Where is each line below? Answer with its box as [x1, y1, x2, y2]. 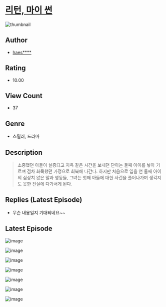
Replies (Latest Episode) [5, 196, 82, 204]
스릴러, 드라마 [12, 133, 40, 139]
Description [5, 148, 42, 157]
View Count [5, 91, 42, 100]
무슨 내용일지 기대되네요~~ [12, 209, 65, 215]
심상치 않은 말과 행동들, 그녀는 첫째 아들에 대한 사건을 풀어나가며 [22, 175, 148, 180]
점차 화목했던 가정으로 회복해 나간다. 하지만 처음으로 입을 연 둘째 [26, 168, 152, 174]
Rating [5, 64, 26, 73]
